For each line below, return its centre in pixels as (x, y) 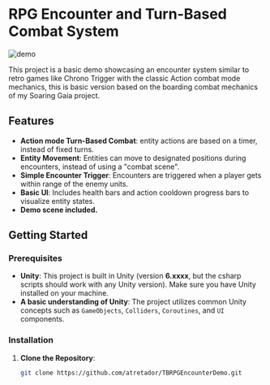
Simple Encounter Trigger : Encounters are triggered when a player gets (141, 175)
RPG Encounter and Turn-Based (118, 14)
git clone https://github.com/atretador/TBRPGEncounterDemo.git (131, 373)
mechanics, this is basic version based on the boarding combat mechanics (133, 87)
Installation (31, 340)
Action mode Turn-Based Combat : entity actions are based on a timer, (139, 141)
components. (42, 319)
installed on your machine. (64, 293)
